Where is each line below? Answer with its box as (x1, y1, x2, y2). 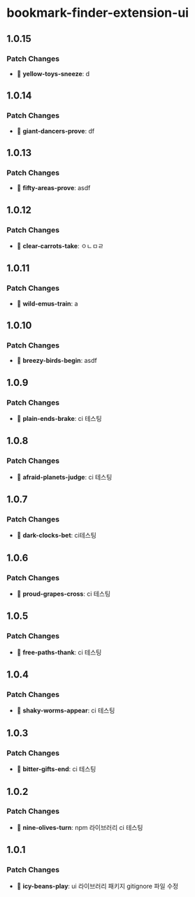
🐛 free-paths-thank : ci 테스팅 (16, 648, 102, 656)
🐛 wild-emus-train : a (16, 299, 78, 308)
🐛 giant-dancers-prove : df (16, 127, 95, 135)
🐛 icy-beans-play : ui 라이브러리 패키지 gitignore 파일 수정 (16, 882, 179, 890)
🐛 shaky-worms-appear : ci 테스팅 (16, 706, 115, 715)
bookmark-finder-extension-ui (6, 5, 189, 21)
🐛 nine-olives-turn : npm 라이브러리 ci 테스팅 (16, 823, 143, 831)
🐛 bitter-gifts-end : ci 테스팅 (16, 765, 96, 773)
